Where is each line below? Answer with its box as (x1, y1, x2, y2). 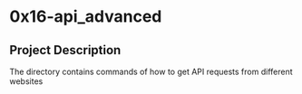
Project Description (9, 42, 122, 58)
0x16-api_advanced (9, 6, 162, 27)
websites (9, 76, 44, 87)
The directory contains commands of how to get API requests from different (9, 66, 293, 77)
